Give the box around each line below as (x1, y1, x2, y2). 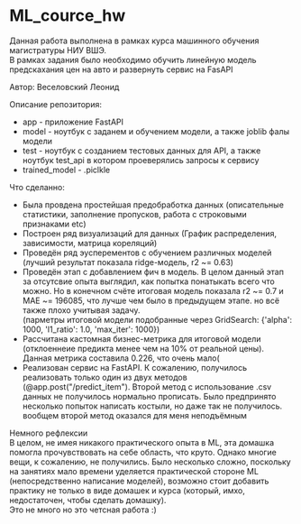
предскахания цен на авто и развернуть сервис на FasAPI (9, 64, 233, 75)
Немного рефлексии (9, 427, 88, 438)
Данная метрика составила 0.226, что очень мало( (22, 353, 221, 363)
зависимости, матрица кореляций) (22, 237, 158, 248)
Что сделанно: (9, 181, 65, 192)
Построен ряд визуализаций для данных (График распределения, (22, 227, 278, 239)
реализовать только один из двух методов (22, 372, 187, 382)
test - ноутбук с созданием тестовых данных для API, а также (22, 145, 261, 156)
